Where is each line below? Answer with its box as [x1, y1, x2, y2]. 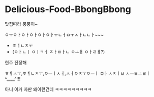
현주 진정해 [5, 59, 27, 65]
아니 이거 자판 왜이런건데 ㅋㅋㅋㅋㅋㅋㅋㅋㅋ [5, 86, 92, 92]
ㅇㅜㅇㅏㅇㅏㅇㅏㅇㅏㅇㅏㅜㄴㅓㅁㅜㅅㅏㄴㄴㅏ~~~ [5, 31, 104, 37]
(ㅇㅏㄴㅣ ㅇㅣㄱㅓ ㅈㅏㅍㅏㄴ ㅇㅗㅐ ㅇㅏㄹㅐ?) [12, 48, 105, 55]
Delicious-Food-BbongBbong [5, 4, 132, 15]
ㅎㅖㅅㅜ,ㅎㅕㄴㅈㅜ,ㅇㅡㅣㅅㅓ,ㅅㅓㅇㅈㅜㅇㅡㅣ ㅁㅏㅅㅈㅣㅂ [5, 70, 125, 76]
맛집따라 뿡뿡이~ [5, 21, 38, 27]
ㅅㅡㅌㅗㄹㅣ [126, 70, 150, 76]
